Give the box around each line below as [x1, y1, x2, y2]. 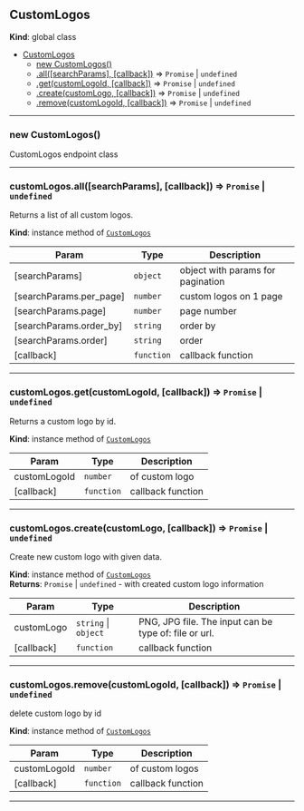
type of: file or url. [138, 627, 214, 639]
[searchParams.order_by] [14, 319, 123, 332]
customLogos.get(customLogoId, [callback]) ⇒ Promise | [9, 386, 262, 398]
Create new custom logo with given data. [9, 552, 163, 562]
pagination [179, 276, 225, 288]
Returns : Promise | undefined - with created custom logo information [9, 579, 264, 589]
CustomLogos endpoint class [9, 149, 119, 160]
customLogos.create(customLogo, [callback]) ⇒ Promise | [9, 522, 269, 534]
